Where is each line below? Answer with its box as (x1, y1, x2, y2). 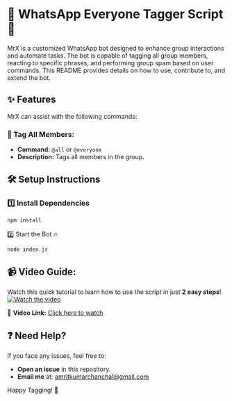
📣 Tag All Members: (7, 129, 75, 139)
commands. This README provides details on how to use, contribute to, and (7, 66, 226, 74)
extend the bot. (7, 73, 51, 82)
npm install (7, 217, 42, 224)
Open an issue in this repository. (17, 365, 111, 374)
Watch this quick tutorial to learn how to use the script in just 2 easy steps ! (7, 288, 222, 296)
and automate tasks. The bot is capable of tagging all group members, (7, 51, 208, 60)
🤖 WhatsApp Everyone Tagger (7, 6, 185, 22)
